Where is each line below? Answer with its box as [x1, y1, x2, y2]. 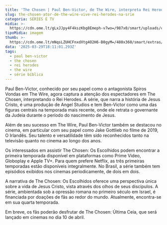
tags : [5, 49, 16, 54]
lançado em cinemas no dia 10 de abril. [5, 214, 85, 220]
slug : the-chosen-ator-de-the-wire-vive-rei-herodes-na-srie [5, 12, 135, 17]
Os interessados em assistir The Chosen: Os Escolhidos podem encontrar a [5, 147, 160, 153]
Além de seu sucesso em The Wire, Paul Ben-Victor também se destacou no [5, 121, 162, 127]
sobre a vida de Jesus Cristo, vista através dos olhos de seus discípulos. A [5, 183, 158, 189]
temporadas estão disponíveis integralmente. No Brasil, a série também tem [5, 163, 161, 169]
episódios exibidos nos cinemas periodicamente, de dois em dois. [5, 168, 140, 174]
